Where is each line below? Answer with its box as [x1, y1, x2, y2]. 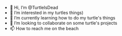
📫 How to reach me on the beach [9, 26, 79, 31]
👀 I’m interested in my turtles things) [9, 10, 84, 16]
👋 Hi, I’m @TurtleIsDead [9, 5, 58, 10]
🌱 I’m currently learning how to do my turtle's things [9, 15, 116, 20]
